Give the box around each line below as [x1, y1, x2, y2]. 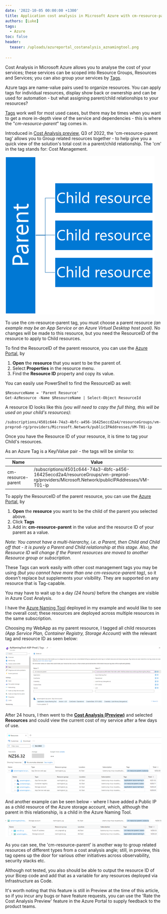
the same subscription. [5, 615, 52, 621]
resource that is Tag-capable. [5, 580, 66, 586]
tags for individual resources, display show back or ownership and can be [5, 89, 157, 95]
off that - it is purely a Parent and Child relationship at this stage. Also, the [5, 544, 158, 550]
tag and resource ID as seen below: [5, 635, 78, 641]
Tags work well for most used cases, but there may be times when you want [5, 110, 161, 116]
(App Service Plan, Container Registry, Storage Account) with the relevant [5, 630, 157, 636]
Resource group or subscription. [5, 555, 72, 561]
